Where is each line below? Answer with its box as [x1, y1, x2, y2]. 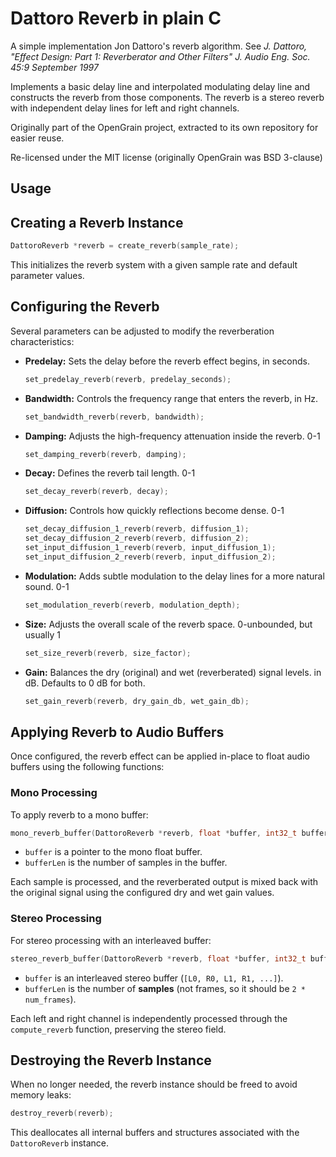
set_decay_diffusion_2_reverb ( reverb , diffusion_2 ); [24, 533, 250, 544]
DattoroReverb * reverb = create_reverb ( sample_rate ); [10, 241, 240, 251]
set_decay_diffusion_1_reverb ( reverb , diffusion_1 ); [24, 524, 250, 534]
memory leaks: [10, 1089, 72, 1101]
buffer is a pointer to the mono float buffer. [24, 846, 203, 858]
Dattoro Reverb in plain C [10, 7, 222, 30]
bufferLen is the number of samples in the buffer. [24, 857, 228, 869]
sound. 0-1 [24, 580, 70, 592]
